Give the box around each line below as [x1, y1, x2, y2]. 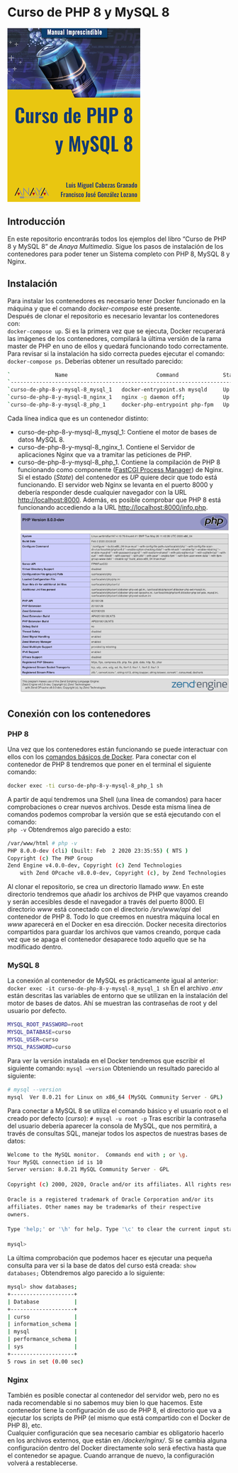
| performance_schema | [7, 1335, 78, 1343]
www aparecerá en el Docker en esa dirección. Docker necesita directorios [7, 920, 227, 929]
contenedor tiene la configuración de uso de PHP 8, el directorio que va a [7, 1406, 222, 1414]
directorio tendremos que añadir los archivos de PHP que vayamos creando [7, 890, 229, 899]
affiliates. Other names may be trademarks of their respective [7, 1203, 201, 1211]
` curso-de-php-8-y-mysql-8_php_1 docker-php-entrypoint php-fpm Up [7, 401, 230, 408]
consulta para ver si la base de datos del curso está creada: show [7, 1261, 196, 1270]
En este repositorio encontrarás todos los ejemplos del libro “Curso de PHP [7, 235, 227, 243]
